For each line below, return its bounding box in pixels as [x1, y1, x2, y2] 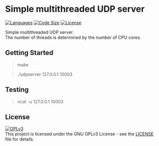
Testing [5, 86, 29, 94]
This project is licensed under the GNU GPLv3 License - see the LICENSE [5, 131, 154, 137]
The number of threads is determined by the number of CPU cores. [5, 34, 141, 40]
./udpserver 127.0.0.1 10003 [17, 71, 73, 77]
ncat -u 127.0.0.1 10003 [17, 98, 64, 104]
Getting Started [5, 49, 54, 57]
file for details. [5, 136, 34, 142]
